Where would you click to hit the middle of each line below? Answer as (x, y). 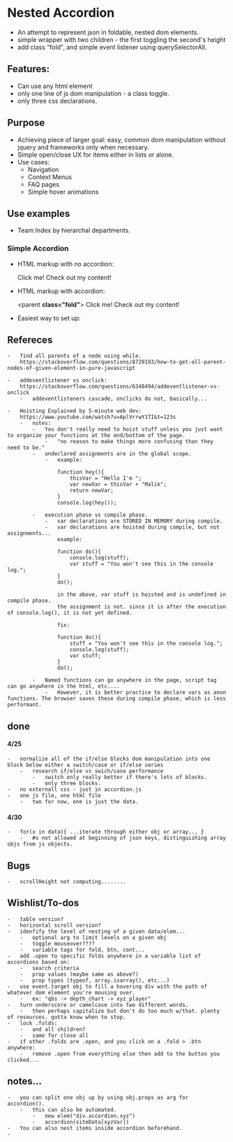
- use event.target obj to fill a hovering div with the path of (107, 986)
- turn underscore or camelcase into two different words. (98, 1005)
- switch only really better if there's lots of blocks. (120, 778)
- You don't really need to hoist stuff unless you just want (128, 429)
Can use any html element (55, 86)
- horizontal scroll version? (54, 925)
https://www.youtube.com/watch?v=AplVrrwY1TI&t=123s (98, 417)
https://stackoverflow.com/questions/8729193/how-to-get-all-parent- (123, 362)
